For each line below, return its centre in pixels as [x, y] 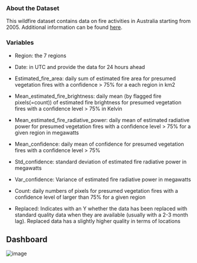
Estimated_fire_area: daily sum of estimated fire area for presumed [95, 78]
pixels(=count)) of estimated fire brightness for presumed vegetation [98, 102]
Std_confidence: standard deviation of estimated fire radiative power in [101, 162]
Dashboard [27, 239]
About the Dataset [33, 8]
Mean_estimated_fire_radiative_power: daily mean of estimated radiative [102, 120]
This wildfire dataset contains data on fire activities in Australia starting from [98, 21]
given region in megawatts [47, 132]
